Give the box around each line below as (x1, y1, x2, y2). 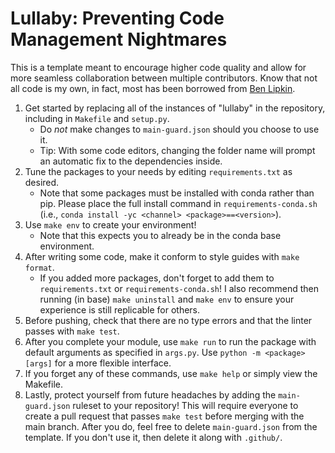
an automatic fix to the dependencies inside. (39, 155, 223, 167)
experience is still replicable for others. (39, 303, 201, 316)
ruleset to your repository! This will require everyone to (72, 399, 299, 411)
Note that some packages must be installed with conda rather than (39, 187, 315, 199)
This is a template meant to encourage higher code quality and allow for (10, 61, 307, 73)
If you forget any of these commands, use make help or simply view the (24, 367, 318, 379)
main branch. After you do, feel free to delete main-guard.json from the (24, 420, 318, 432)
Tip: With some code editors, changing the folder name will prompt (39, 144, 316, 156)
